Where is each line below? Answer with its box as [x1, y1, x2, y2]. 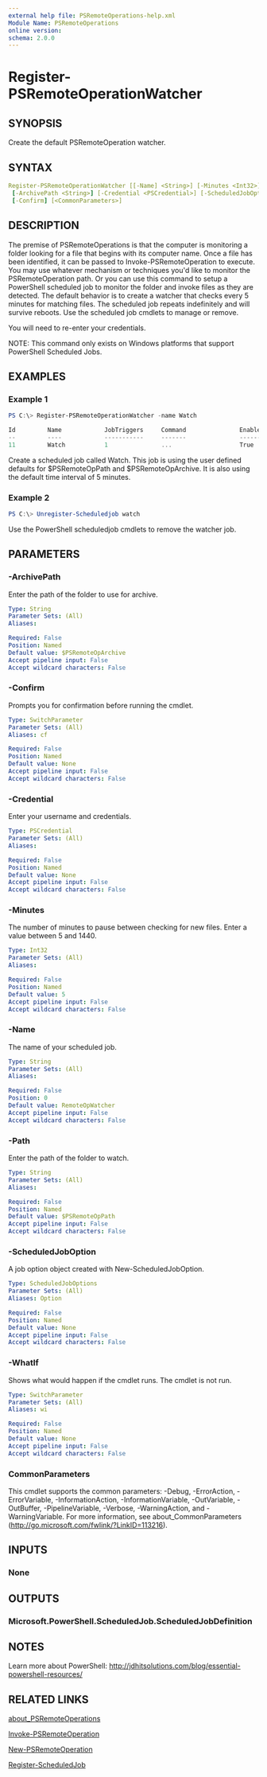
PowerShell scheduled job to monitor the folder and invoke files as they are [8, 282, 254, 291]
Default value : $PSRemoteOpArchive [8, 649, 126, 657]
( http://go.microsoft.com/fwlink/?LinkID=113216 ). [8, 1520, 168, 1530]
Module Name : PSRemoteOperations [8, 19, 119, 27]
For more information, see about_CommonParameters [66, 1511, 242, 1521]
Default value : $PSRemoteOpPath [8, 1213, 115, 1221]
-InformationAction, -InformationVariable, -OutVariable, [55, 1494, 236, 1504]
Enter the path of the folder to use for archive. [8, 590, 159, 599]
